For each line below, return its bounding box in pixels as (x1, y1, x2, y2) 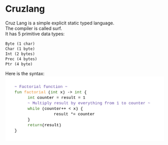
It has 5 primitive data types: (5, 31, 65, 37)
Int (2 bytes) (5, 51, 36, 56)
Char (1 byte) (5, 46, 36, 51)
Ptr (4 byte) (5, 62, 33, 67)
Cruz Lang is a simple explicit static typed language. (5, 20, 115, 26)
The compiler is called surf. (5, 25, 62, 31)
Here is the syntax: (5, 70, 45, 76)
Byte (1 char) (5, 41, 36, 46)
